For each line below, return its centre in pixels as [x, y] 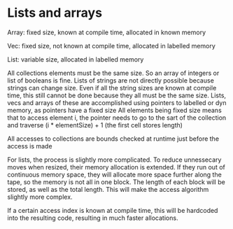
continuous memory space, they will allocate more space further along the [114, 174]
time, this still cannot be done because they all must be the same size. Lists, [116, 95]
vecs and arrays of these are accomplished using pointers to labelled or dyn [117, 102]
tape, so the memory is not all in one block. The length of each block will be [116, 182]
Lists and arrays [55, 13]
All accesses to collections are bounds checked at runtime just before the [113, 139]
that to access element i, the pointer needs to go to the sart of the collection [117, 118]
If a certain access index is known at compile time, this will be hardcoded [113, 210]
